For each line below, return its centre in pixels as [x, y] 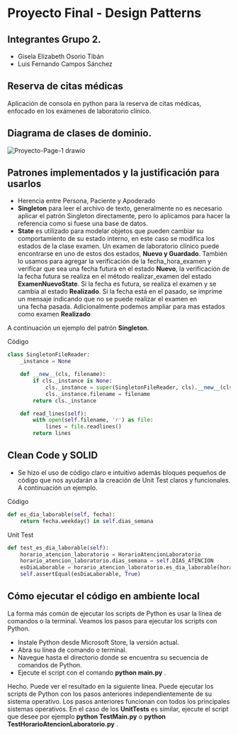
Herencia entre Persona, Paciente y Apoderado [86, 201]
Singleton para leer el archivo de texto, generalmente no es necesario [120, 208]
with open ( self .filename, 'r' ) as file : [93, 420]
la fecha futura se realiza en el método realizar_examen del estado [114, 277]
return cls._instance [65, 401]
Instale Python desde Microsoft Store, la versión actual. [98, 642]
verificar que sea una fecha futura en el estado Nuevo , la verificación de [124, 269]
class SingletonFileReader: [49, 355]
